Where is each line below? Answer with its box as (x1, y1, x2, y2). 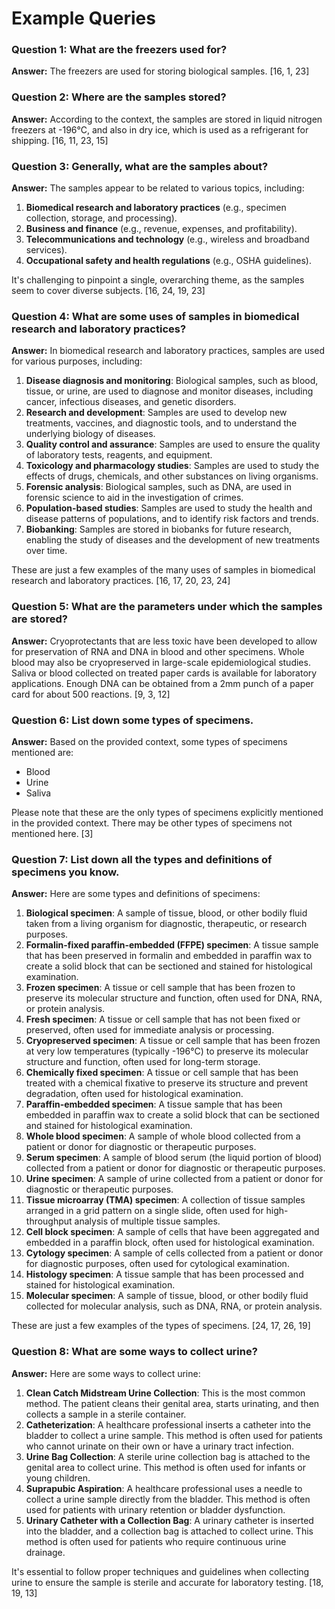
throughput (25, 1215, 73, 1227)
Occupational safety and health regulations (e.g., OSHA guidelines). (25, 255, 312, 267)
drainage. (25, 1546, 66, 1558)
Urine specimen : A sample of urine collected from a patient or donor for (25, 1173, 324, 1185)
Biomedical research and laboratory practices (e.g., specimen (25, 202, 287, 214)
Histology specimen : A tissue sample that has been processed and (25, 1268, 304, 1281)
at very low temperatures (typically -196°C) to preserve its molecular (25, 1045, 309, 1057)
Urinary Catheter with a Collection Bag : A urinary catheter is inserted (25, 1514, 314, 1526)
